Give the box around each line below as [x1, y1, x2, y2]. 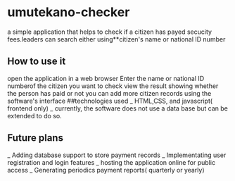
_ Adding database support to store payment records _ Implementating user [7, 151, 227, 159]
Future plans [7, 132, 63, 144]
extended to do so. [7, 111, 62, 120]
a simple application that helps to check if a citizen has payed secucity [7, 27, 212, 36]
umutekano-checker [7, 4, 130, 20]
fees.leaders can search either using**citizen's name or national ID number [7, 35, 226, 43]
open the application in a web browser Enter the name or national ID [7, 74, 205, 82]
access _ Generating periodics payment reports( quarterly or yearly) [7, 166, 205, 174]
